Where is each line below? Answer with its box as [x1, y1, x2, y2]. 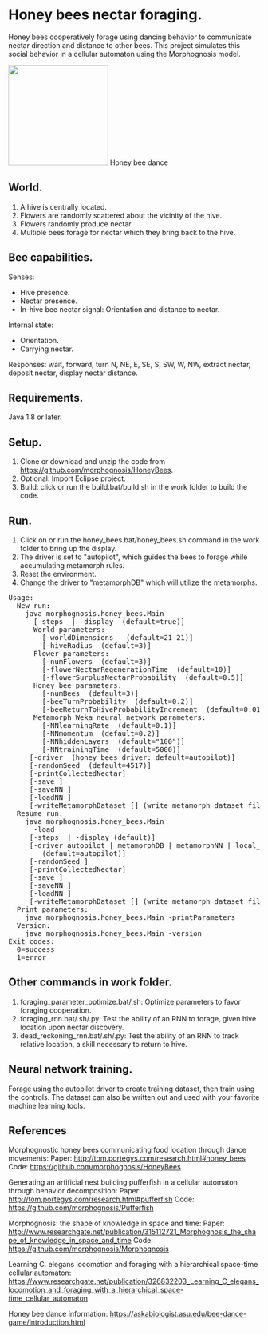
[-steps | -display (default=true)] [33, 618, 186, 626]
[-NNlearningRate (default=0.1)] [41, 721, 177, 729]
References [8, 1124, 67, 1137]
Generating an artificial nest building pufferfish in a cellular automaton [8, 1177, 238, 1187]
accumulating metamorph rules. [19, 561, 125, 570]
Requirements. [8, 390, 84, 405]
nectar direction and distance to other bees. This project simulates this [8, 40, 241, 50]
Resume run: [16, 809, 64, 817]
